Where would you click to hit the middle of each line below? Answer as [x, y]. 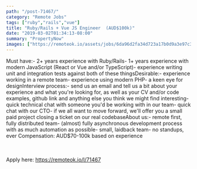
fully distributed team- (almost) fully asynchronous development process [94, 123]
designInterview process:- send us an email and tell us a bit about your [92, 86]
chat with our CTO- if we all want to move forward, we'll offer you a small [94, 111]
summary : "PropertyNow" [35, 39]
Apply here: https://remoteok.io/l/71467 [54, 160]
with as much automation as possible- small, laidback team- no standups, [95, 129]
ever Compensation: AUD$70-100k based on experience [74, 136]
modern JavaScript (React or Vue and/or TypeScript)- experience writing [94, 67]
